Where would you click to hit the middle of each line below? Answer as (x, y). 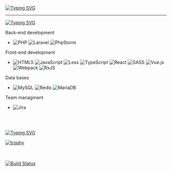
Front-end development (30, 52)
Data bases (17, 78)
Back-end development (30, 33)
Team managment (24, 98)
